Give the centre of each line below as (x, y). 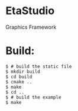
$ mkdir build (23, 72)
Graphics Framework (31, 27)
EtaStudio (30, 11)
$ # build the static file (39, 66)
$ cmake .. (19, 82)
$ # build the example (33, 97)
